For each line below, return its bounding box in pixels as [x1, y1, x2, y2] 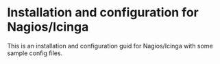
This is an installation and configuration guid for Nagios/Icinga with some [7, 42, 214, 50]
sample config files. [7, 49, 63, 57]
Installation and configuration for [7, 5, 199, 20]
